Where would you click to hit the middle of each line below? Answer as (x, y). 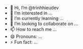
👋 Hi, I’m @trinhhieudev (34, 8)
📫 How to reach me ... (33, 29)
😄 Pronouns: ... (26, 36)
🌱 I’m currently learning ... (37, 18)
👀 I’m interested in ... (31, 13)
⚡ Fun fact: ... (24, 42)
